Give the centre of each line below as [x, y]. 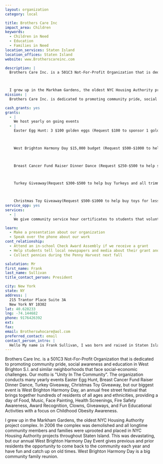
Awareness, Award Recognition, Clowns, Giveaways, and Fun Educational [78, 406]
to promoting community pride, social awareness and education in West [77, 364]
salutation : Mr [20, 264]
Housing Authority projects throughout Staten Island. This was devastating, [80, 436]
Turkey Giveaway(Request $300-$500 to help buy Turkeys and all [80, 183]
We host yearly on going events [46, 122]
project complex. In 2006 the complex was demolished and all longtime [76, 425]
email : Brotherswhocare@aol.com [38, 331]
